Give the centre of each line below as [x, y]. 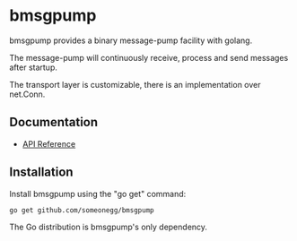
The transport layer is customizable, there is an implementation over [135, 84]
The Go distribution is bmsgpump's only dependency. [109, 227]
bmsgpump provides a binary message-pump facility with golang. [131, 40]
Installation [41, 172]
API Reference [49, 143]
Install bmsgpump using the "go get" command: [98, 194]
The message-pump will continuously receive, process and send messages [149, 57]
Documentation [54, 122]
